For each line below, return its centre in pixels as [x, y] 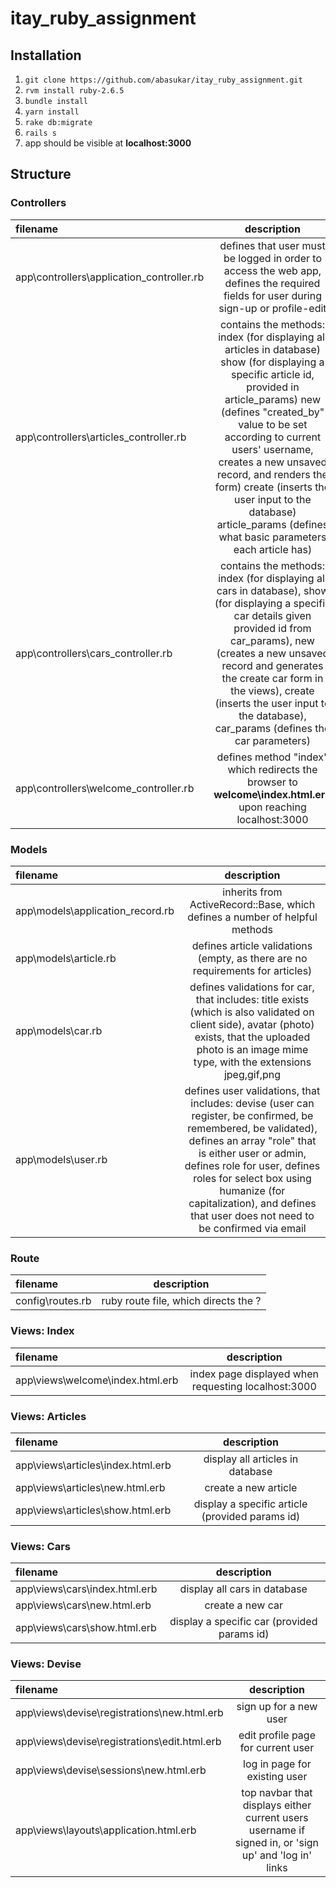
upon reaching [272, 807]
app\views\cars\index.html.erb [86, 1589]
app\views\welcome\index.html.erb [97, 1380]
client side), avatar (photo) [252, 1024]
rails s [40, 133]
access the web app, [272, 270]
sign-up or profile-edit [272, 308]
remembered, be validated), [252, 1128]
